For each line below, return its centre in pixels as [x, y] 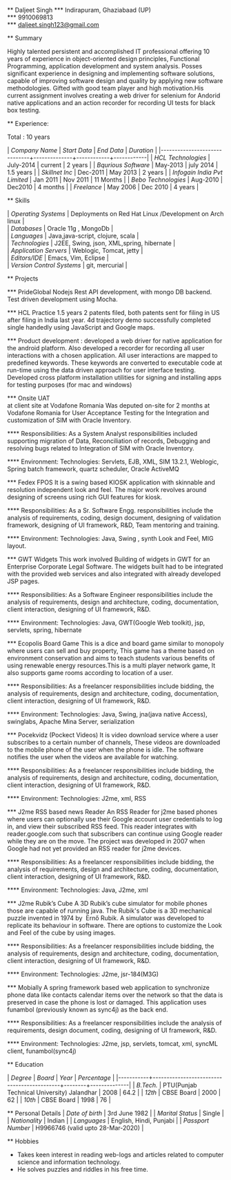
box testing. [24, 110]
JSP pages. [23, 581]
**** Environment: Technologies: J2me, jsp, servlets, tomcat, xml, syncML [113, 1044]
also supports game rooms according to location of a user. [90, 673]
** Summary [25, 38]
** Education [25, 1064]
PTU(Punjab [180, 1085]
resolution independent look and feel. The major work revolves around [107, 489]
